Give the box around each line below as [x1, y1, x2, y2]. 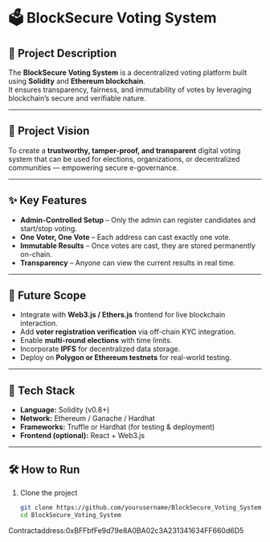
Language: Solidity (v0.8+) [19, 405, 110, 415]
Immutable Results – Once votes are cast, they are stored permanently [19, 241, 256, 250]
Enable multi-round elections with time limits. [19, 336, 173, 345]
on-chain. [19, 249, 52, 259]
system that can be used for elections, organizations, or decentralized [8, 154, 240, 163]
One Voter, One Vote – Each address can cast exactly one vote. [19, 232, 231, 242]
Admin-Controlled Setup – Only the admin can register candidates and [19, 215, 256, 225]
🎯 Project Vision [8, 124, 90, 138]
